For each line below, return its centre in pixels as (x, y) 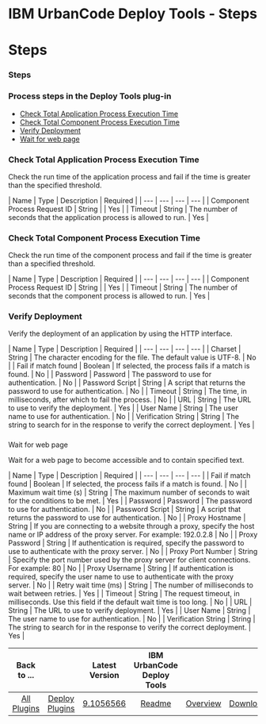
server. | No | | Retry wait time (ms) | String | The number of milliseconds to (131, 585)
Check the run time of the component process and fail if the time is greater (130, 256)
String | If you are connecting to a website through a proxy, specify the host (131, 526)
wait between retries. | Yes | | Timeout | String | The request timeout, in (124, 594)
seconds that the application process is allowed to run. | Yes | (108, 217)
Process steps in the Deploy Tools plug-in (90, 96)
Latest (104, 665)
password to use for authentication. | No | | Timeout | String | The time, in (127, 391)
